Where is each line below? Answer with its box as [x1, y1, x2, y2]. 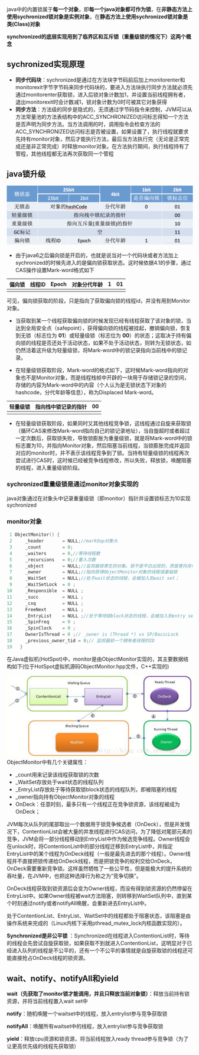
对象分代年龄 [71, 281, 103, 288]
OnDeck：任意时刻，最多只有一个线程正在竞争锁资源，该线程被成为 [15, 801, 180, 808]
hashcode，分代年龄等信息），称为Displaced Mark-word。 [15, 389, 157, 396]
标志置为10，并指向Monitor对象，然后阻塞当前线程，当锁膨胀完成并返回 [15, 442, 190, 449]
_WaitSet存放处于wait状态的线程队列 [15, 778, 104, 785]
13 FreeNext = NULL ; [6, 606, 84, 612]
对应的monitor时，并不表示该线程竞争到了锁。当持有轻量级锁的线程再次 [15, 449, 190, 456]
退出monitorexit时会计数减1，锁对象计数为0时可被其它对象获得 [15, 98, 167, 105]
